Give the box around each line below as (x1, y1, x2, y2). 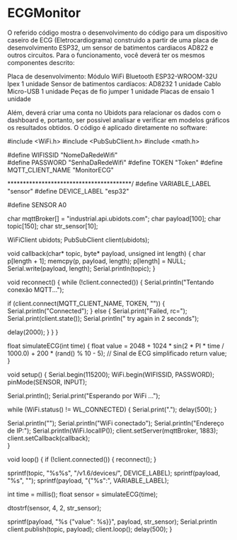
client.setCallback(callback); (7, 433, 91, 442)
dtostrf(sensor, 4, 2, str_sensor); (7, 503, 102, 512)
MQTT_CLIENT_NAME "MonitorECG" (7, 165, 115, 174)
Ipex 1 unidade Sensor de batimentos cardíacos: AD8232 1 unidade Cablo (7, 79, 221, 88)
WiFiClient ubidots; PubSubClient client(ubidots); (7, 235, 150, 244)
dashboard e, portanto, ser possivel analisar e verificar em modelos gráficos (7, 115, 230, 124)
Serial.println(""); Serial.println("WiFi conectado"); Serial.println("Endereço (7, 418, 224, 427)
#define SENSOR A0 (7, 200, 67, 209)
